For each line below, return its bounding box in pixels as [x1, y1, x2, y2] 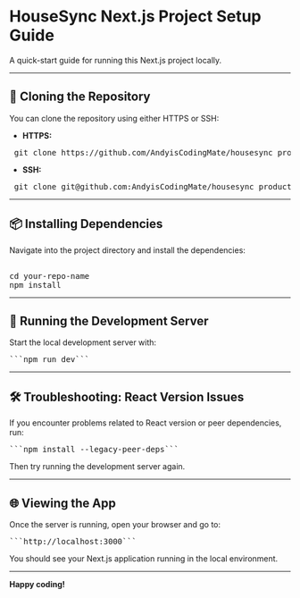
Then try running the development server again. [9, 461, 186, 472]
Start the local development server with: [9, 337, 157, 348]
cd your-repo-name [9, 271, 90, 281]
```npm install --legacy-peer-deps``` [9, 444, 179, 455]
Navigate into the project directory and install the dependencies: [9, 244, 246, 256]
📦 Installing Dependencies [9, 216, 163, 232]
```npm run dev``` [9, 355, 90, 365]
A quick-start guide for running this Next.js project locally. [9, 55, 222, 65]
